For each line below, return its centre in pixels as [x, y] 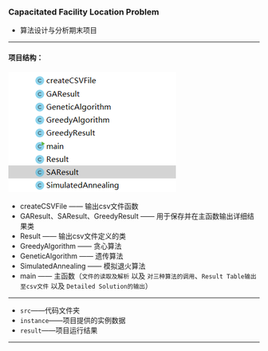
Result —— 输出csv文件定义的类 [73, 236]
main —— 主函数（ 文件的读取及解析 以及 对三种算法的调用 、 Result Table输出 [138, 276]
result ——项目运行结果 [59, 330]
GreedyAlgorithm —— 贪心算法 [71, 246]
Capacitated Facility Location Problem [84, 12]
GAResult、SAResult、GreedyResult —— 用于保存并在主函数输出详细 [133, 216]
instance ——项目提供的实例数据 [73, 320]
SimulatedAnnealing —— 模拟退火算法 [83, 266]
